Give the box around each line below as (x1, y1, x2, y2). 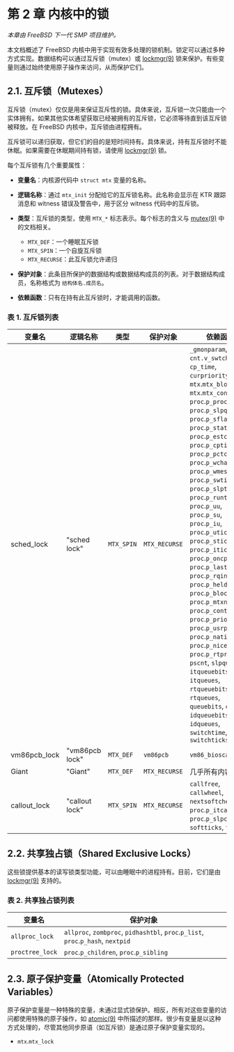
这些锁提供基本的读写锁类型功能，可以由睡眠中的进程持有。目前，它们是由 (7, 867, 221, 876)
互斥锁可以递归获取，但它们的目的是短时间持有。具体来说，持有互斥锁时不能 (7, 137, 227, 146)
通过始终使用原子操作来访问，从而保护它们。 (19, 63, 148, 71)
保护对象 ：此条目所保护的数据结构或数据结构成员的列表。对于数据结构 (17, 270, 219, 278)
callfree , (189, 779, 221, 789)
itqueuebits (189, 668, 230, 676)
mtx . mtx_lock (17, 1037, 54, 1045)
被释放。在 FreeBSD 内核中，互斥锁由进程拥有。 (7, 123, 146, 131)
